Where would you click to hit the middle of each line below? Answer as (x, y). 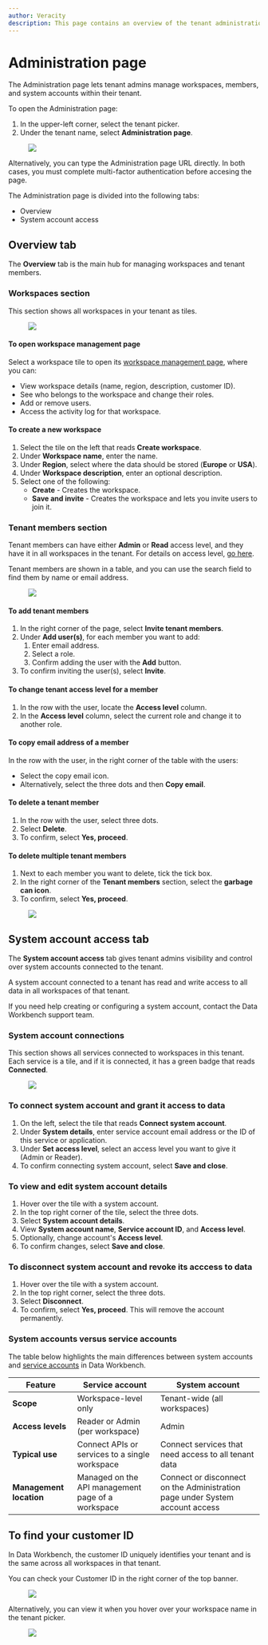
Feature (41, 1384)
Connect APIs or (108, 1444)
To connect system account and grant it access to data (117, 1106)
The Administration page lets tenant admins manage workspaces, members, (134, 85)
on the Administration (200, 1487)
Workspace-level (110, 1398)
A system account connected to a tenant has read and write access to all (128, 982)
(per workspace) (108, 1431)
